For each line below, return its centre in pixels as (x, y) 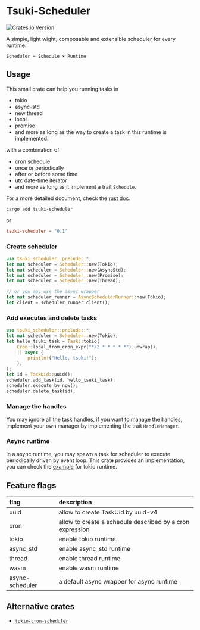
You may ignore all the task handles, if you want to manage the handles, (94, 420)
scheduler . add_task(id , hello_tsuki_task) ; (61, 380)
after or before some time (46, 174)
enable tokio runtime (87, 539)
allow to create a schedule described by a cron (124, 522)
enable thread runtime (90, 559)
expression (74, 529)
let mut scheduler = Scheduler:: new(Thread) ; (63, 281)
